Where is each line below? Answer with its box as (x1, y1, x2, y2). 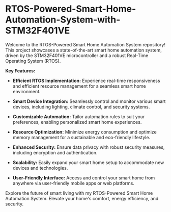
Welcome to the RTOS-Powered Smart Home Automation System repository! (5, 41, 165, 47)
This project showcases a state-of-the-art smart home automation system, (5, 47, 162, 53)
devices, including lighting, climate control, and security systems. (12, 103, 150, 110)
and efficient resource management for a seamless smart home (12, 83, 146, 89)
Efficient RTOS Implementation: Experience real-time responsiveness (12, 77, 160, 84)
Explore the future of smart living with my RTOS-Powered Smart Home (5, 190, 153, 196)
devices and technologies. (12, 165, 68, 171)
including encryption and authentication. (12, 149, 98, 155)
